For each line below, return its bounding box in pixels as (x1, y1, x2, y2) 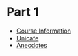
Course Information (16, 27, 71, 35)
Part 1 (6, 4, 39, 20)
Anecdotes (16, 41, 47, 49)
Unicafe (16, 33, 39, 42)
